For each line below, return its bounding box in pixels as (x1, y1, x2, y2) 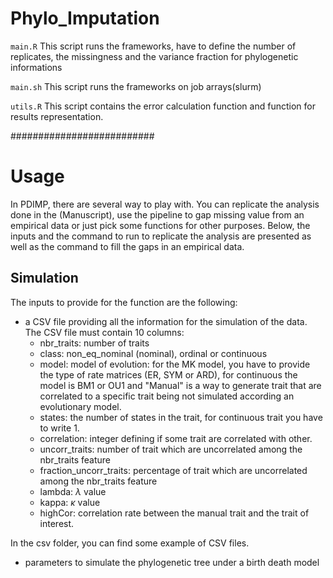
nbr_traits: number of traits (39, 337, 150, 349)
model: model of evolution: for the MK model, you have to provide (39, 358, 311, 370)
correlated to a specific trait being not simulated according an (39, 390, 295, 402)
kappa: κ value (39, 496, 101, 508)
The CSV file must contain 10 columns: (24, 326, 185, 338)
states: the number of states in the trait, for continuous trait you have (39, 411, 323, 423)
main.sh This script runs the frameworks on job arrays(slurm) (10, 80, 262, 92)
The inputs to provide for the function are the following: (10, 296, 238, 308)
